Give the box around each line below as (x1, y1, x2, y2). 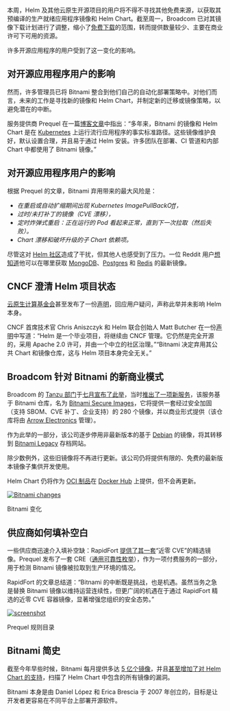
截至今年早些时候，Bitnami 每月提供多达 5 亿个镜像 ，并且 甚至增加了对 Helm (7, 664, 221, 673)
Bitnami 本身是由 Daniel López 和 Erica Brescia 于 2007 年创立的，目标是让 (7, 688, 218, 696)
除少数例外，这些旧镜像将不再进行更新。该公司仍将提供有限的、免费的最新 (7, 454, 217, 462)
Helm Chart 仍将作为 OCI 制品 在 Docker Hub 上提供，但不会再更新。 (7, 477, 200, 485)
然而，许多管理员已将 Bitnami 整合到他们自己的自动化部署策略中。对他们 (7, 88, 212, 96)
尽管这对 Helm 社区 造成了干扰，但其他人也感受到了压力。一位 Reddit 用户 (7, 250, 215, 258)
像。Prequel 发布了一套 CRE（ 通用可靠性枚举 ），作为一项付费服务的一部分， (7, 555, 221, 564)
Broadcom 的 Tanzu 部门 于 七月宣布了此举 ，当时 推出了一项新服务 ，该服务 (7, 390, 214, 399)
